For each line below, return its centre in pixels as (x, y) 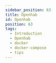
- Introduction (26, 34)
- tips (17, 52)
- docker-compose (28, 48)
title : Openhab (21, 15)
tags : (11, 29)
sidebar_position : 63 (28, 10)
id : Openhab (18, 19)
